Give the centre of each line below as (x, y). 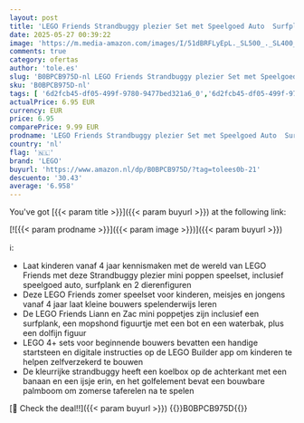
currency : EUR (36, 111)
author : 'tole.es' (44, 69)
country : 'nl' (36, 144)
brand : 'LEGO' (36, 161)
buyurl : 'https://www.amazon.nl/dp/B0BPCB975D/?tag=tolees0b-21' (135, 169)
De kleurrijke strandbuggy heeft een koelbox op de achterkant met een (155, 371)
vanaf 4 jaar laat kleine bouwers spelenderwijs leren (119, 304)
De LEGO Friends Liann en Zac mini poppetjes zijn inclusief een (141, 314)
